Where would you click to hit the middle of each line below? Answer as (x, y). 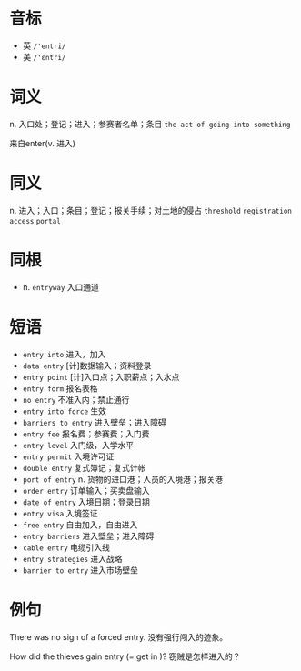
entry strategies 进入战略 (72, 558)
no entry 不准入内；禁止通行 (76, 399)
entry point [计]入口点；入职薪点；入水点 (101, 376)
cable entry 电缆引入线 (66, 547)
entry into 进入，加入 (64, 354)
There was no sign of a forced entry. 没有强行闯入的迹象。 (119, 636)
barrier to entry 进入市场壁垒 (80, 570)
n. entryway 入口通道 (61, 286)
